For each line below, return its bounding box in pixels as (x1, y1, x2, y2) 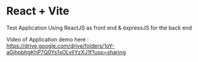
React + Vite (6, 4, 70, 18)
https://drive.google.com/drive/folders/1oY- (6, 42, 115, 49)
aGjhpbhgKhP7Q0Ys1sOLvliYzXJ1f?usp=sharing (6, 48, 126, 55)
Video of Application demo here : (6, 36, 89, 43)
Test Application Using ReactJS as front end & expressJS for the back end (6, 24, 193, 31)
